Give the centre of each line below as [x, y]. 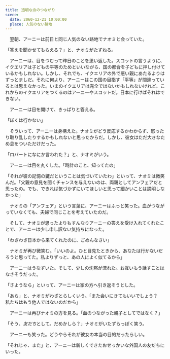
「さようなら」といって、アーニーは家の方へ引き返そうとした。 [72, 285]
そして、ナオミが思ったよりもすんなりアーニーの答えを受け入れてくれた [84, 223]
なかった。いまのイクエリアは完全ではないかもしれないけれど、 [94, 86]
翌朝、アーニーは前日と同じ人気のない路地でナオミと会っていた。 [78, 39]
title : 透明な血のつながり [30, 10]
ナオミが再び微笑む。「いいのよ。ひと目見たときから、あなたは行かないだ [86, 251]
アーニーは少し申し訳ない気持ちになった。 [63, 229]
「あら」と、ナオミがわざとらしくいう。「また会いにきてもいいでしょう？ [82, 296]
